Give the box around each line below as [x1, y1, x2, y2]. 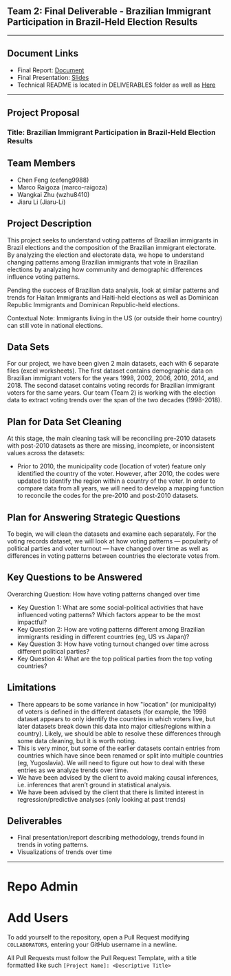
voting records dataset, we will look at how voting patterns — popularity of [7, 537, 219, 545]
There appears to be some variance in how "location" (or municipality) [16, 700, 217, 708]
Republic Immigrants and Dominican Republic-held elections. [7, 300, 180, 309]
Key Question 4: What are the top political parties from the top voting [16, 654, 212, 663]
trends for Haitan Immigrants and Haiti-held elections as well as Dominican [7, 293, 219, 302]
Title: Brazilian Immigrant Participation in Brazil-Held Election [7, 127, 217, 137]
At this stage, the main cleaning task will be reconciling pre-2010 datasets [7, 434, 217, 443]
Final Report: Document [16, 65, 85, 74]
